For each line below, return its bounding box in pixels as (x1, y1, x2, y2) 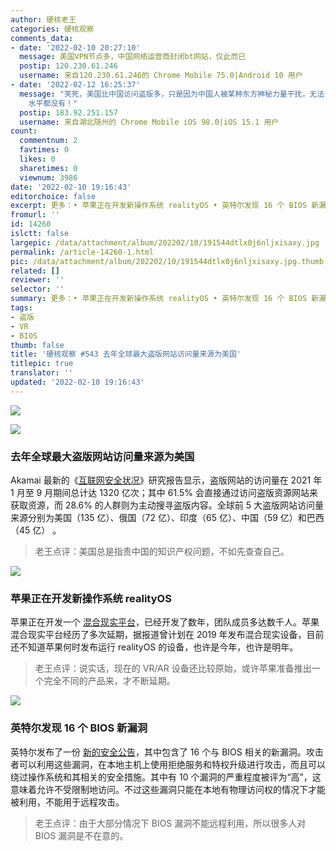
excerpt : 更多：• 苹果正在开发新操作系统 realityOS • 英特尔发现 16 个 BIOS (10, 201, 308, 211)
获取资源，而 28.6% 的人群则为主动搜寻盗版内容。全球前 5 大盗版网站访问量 (10, 499, 325, 511)
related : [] (10, 266, 60, 276)
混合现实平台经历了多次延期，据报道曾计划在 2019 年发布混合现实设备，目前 (10, 629, 325, 641)
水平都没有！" (28, 98, 78, 108)
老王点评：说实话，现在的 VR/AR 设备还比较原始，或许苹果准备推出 (34, 662, 312, 675)
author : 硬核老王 (10, 14, 77, 25)
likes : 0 (19, 154, 56, 164)
